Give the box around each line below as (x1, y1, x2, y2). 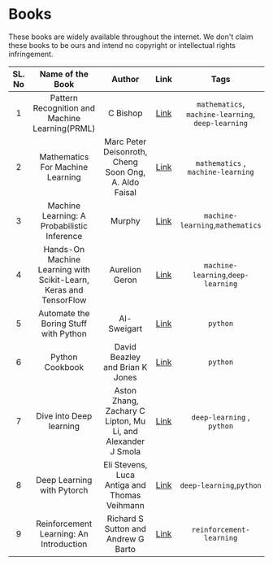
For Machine (40, 161, 88, 172)
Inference (45, 230, 83, 241)
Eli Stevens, (102, 459, 148, 470)
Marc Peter (104, 136, 147, 147)
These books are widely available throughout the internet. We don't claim (8, 32, 253, 41)
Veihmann (106, 499, 145, 511)
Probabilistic (40, 220, 88, 232)
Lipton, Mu (105, 415, 146, 427)
